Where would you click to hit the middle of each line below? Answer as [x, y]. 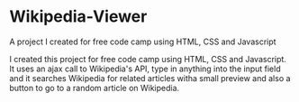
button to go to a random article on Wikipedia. [95, 88]
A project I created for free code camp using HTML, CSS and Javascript [143, 42]
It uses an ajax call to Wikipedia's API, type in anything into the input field [145, 69]
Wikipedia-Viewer [78, 17]
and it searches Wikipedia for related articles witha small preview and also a [150, 78]
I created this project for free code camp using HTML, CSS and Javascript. [148, 59]
